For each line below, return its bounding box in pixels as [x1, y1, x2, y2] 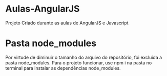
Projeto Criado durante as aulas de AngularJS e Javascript [5, 20, 129, 26]
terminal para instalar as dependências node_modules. [5, 65, 121, 71]
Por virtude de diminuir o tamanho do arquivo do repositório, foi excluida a [5, 54, 162, 60]
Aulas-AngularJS [5, 3, 80, 15]
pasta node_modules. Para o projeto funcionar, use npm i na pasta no [5, 59, 152, 66]
